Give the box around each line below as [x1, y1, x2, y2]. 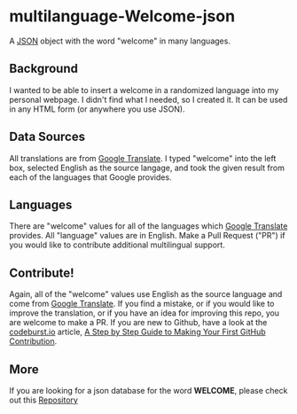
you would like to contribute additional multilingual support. [9, 239, 226, 250]
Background [9, 61, 78, 76]
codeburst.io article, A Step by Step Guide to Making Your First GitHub [9, 326, 266, 338]
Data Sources [9, 129, 86, 145]
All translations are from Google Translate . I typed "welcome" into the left [9, 152, 277, 163]
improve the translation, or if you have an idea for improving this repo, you [9, 308, 280, 318]
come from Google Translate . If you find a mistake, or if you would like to [9, 299, 275, 309]
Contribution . [9, 336, 58, 347]
